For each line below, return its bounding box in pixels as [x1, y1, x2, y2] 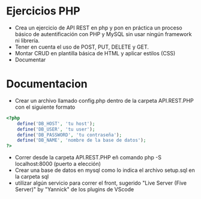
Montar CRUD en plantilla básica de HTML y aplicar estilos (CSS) [14, 49, 176, 57]
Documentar [14, 56, 46, 63]
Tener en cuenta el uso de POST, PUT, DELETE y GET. [14, 43, 149, 51]
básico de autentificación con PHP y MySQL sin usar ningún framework [14, 30, 192, 37]
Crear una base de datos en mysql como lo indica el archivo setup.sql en [14, 167, 195, 174]
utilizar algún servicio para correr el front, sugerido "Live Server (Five [14, 179, 187, 187]
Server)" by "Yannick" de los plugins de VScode [14, 186, 134, 193]
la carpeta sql [14, 173, 49, 180]
